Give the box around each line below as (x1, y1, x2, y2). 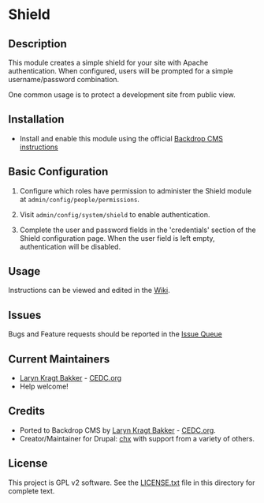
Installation (8, 113, 65, 126)
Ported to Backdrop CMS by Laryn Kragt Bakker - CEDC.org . (19, 425, 217, 435)
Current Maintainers (8, 352, 110, 366)
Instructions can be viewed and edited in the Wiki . (8, 286, 171, 295)
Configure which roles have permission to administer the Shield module (19, 186, 252, 195)
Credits (8, 404, 46, 418)
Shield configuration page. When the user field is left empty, (19, 233, 215, 242)
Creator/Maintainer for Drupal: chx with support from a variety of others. (19, 434, 255, 443)
